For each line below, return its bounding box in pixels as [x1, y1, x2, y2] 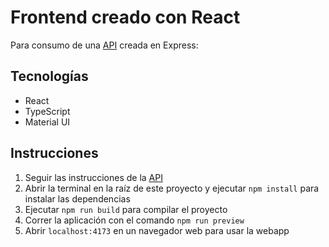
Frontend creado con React [10, 6, 241, 29]
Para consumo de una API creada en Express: [10, 39, 199, 51]
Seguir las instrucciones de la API [24, 171, 163, 183]
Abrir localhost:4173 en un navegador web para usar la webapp [24, 224, 290, 236]
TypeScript [24, 105, 71, 117]
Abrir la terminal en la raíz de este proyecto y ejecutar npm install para [24, 182, 320, 194]
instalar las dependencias [24, 192, 131, 205]
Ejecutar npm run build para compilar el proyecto [24, 203, 228, 215]
